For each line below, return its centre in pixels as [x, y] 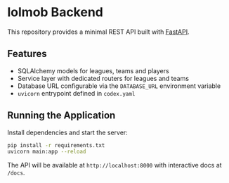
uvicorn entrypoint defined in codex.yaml [76, 93]
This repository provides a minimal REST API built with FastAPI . [98, 32]
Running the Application [61, 116]
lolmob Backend [55, 12]
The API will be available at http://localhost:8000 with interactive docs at [115, 165]
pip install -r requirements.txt [56, 145]
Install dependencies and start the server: [67, 132]
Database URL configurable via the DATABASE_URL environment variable [119, 86]
